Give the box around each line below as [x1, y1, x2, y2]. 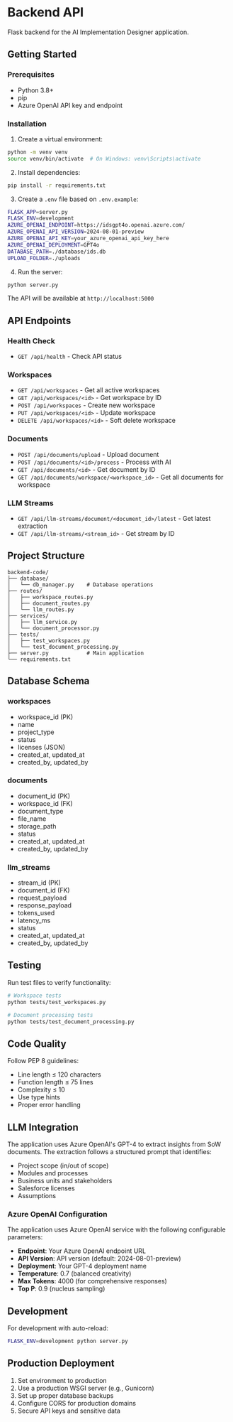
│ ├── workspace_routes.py [7, 593, 93, 600]
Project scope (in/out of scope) [17, 1161, 109, 1170]
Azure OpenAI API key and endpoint [17, 101, 123, 109]
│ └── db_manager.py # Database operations [7, 581, 154, 588]
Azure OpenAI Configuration [7, 1209, 108, 1219]
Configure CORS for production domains [17, 1399, 137, 1407]
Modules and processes [17, 1169, 89, 1178]
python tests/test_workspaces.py [7, 998, 106, 1006]
